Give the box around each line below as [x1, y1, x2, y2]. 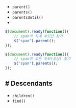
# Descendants [5, 79, 52, 88]
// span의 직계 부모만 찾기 [14, 34, 63, 39]
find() [12, 99, 26, 104]
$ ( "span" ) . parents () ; [14, 61, 58, 66]
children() [12, 93, 35, 98]
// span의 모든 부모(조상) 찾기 [14, 56, 71, 61]
